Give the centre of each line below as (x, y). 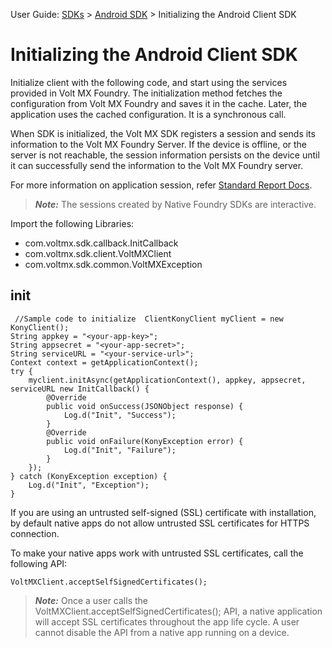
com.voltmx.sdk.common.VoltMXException (113, 264)
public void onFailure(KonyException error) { (145, 441)
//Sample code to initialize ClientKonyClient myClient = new (149, 319)
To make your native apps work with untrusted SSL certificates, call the (157, 553)
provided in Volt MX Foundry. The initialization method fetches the (146, 93)
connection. (35, 533)
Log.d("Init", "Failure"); (120, 450)
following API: (39, 563)
